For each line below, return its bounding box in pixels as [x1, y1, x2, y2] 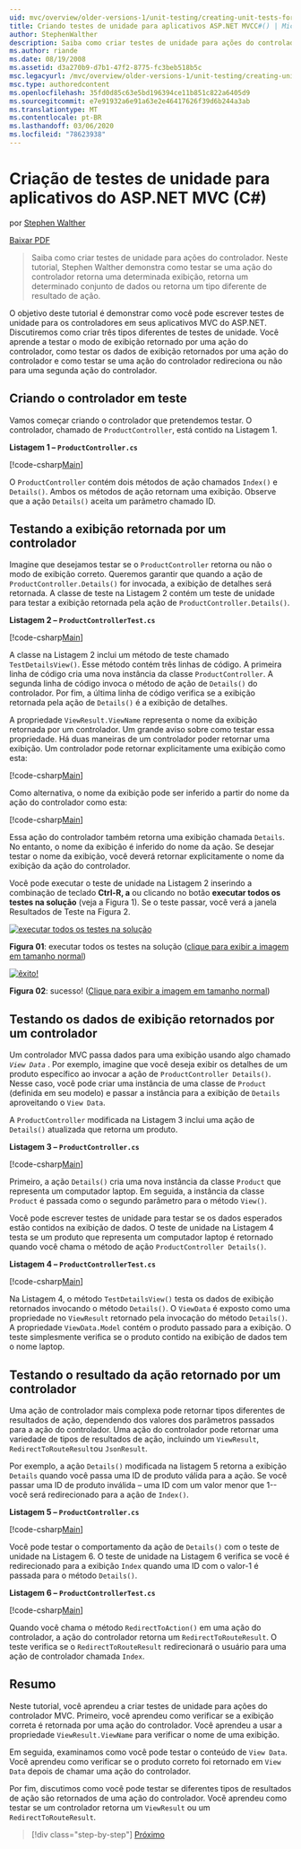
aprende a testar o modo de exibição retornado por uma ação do [9, 336, 249, 346]
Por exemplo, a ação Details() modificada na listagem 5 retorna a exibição [9, 1460, 287, 1472]
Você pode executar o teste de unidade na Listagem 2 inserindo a [9, 878, 253, 889]
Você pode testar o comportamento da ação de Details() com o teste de [9, 1541, 280, 1553]
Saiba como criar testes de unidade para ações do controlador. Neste [30, 252, 288, 263]
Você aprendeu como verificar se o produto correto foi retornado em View [9, 1756, 281, 1766]
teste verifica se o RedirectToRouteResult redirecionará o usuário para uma [9, 1642, 287, 1652]
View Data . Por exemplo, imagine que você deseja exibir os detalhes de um [9, 1059, 288, 1070]
